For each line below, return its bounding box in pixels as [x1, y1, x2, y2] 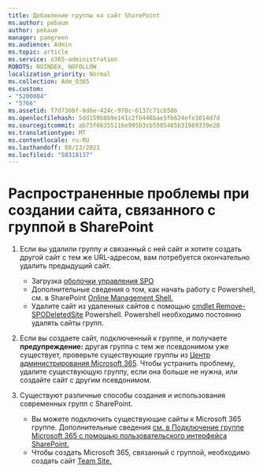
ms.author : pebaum [8, 19, 69, 27]
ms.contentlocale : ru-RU [8, 136, 90, 144]
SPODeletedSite [31, 310, 84, 319]
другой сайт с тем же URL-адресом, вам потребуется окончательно [19, 253, 250, 263]
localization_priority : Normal [8, 70, 111, 78]
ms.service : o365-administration [8, 56, 118, 64]
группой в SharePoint [8, 218, 154, 236]
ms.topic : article [8, 48, 69, 56]
